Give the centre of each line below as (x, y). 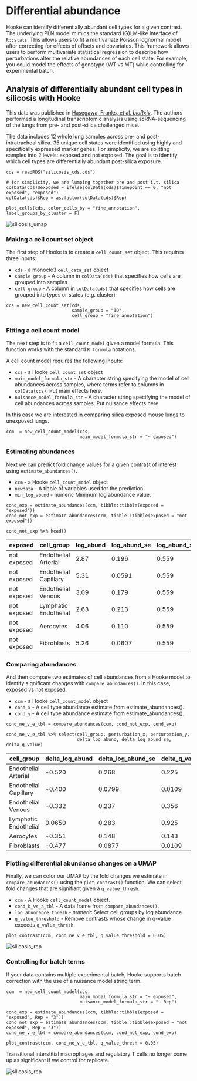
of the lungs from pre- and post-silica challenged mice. (73, 125)
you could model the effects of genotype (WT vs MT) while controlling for (95, 64)
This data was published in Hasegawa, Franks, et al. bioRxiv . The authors (94, 112)
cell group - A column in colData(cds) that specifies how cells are (95, 288)
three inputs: (21, 258)
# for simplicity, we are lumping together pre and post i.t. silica (93, 182)
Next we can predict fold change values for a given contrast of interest (91, 464)
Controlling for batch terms (45, 962)
